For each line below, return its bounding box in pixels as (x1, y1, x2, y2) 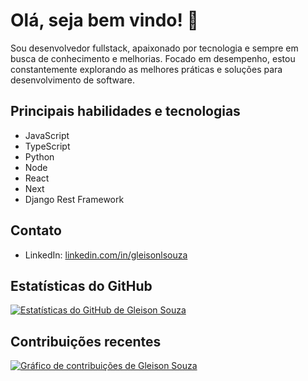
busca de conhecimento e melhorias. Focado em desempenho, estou (10, 52, 296, 64)
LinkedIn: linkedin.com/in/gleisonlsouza (24, 249, 188, 261)
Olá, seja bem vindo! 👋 (10, 9, 199, 32)
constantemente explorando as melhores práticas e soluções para (10, 63, 283, 75)
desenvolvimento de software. (10, 74, 136, 86)
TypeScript (24, 140, 71, 152)
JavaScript (24, 129, 70, 141)
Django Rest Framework (24, 193, 125, 205)
